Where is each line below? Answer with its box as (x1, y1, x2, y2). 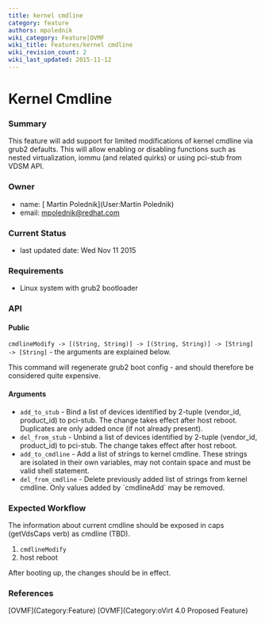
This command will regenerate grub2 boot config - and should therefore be (8, 362, 254, 373)
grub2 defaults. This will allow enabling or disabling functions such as (8, 144, 236, 155)
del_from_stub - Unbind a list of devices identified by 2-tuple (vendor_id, (19, 432, 258, 441)
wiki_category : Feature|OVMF (8, 33, 105, 42)
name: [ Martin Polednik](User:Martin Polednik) (19, 199, 175, 208)
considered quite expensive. (8, 371, 101, 380)
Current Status (8, 227, 67, 239)
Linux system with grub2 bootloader (19, 283, 139, 293)
